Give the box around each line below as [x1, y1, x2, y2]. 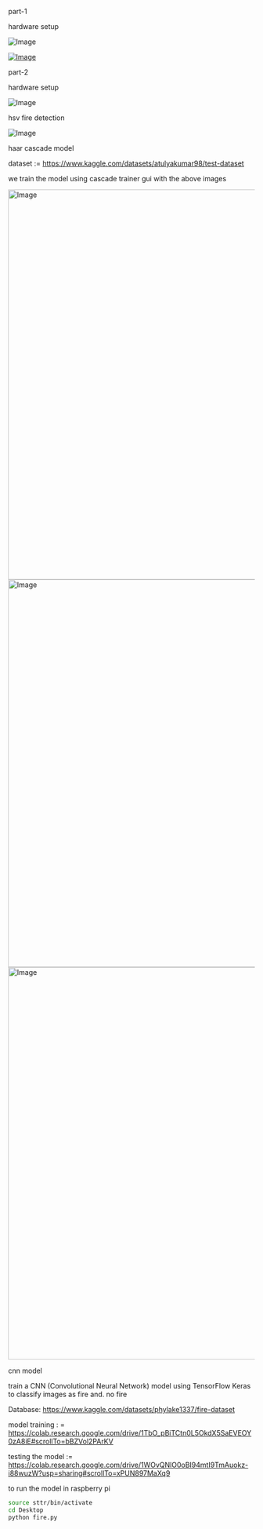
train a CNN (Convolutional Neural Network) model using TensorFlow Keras [8, 1381, 251, 1390]
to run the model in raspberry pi [8, 1483, 111, 1493]
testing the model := [8, 1452, 73, 1461]
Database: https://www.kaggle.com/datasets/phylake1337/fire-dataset [8, 1405, 235, 1414]
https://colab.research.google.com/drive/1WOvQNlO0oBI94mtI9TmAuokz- [8, 1460, 249, 1469]
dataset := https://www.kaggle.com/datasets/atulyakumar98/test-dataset [8, 159, 244, 168]
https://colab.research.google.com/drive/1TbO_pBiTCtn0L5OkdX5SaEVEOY [8, 1429, 252, 1437]
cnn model [8, 1366, 43, 1375]
